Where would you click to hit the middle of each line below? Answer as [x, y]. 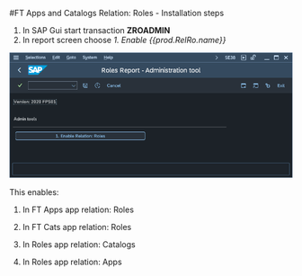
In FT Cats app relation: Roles [77, 227]
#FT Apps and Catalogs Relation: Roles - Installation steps [117, 13]
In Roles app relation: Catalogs [79, 245]
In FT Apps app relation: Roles [78, 209]
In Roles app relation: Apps [72, 262]
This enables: [34, 192]
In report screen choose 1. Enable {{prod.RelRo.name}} [124, 40]
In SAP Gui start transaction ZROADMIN [96, 30]
